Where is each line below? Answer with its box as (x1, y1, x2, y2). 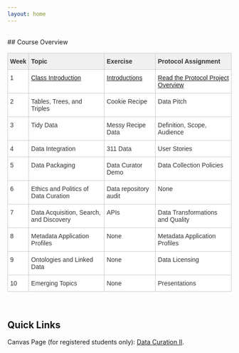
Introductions (106, 73, 143, 82)
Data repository (106, 185, 149, 193)
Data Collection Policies (157, 161, 224, 169)
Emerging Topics (31, 279, 78, 287)
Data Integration (31, 144, 76, 153)
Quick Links (7, 319, 61, 332)
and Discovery (31, 215, 71, 223)
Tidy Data (31, 121, 58, 129)
